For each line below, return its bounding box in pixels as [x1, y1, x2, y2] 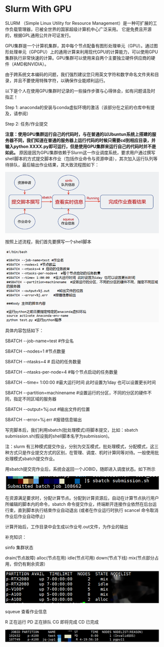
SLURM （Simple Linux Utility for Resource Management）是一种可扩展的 [5, 20, 153, 26]
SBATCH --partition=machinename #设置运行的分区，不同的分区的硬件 [5, 390, 148, 396]
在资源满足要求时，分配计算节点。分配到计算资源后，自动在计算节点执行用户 [5, 495, 159, 501]
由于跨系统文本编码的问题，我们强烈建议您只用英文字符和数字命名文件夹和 [5, 71, 155, 77]
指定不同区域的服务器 [13, 396, 57, 401]
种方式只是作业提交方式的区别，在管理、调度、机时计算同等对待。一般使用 [5, 449, 155, 455]
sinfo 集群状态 [5, 544, 34, 550]
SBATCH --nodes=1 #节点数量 [5, 348, 66, 354]
